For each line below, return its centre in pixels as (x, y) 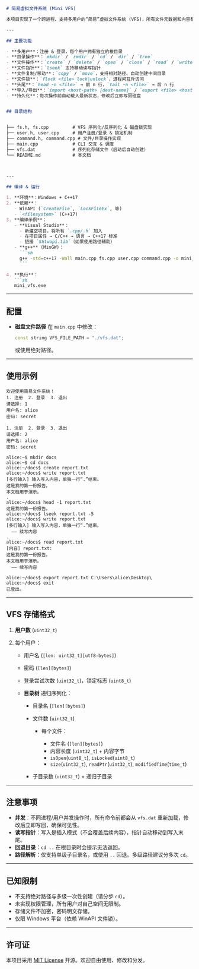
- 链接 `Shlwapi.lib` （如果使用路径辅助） (67, 242)
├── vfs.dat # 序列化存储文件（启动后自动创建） (77, 149)
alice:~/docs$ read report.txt (45, 542)
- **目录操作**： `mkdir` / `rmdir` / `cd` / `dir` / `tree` (79, 57)
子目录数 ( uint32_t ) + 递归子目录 (72, 776)
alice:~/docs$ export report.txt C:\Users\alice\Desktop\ (79, 577)
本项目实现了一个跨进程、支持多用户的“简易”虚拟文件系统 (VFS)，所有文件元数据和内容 (98, 19)
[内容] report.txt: (29, 548)
